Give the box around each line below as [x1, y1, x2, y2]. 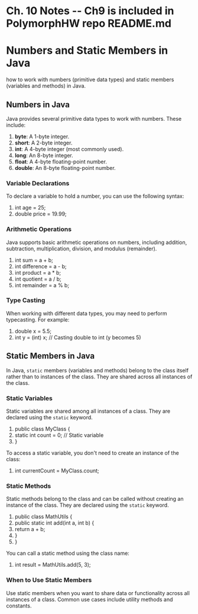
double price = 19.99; [14, 210, 67, 217]
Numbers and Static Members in [6, 44, 168, 57]
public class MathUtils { [14, 513, 73, 520]
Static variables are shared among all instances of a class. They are [6, 407, 171, 414]
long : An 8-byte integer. [14, 152, 74, 159]
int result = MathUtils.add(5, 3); [14, 561, 91, 568]
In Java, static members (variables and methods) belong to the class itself [6, 367, 189, 374]
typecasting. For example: [6, 316, 70, 323]
